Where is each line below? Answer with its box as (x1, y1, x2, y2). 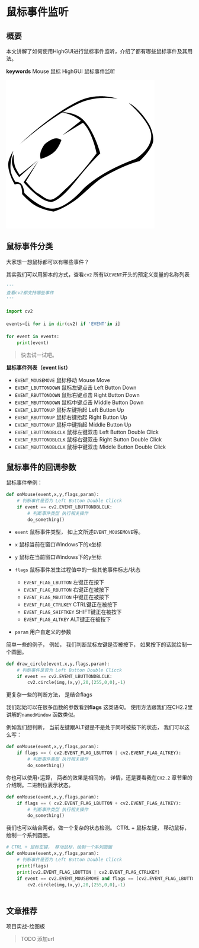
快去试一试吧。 (20, 351, 57, 358)
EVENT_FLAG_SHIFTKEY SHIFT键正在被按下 (23, 608, 123, 615)
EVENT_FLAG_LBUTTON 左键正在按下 (23, 578, 105, 586)
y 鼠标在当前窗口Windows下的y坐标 (14, 553, 102, 561)
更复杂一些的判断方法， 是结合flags (6, 691, 93, 698)
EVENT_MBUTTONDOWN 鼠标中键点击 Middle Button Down (14, 399, 144, 406)
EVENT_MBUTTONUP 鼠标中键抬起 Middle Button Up (14, 421, 131, 428)
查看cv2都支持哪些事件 (6, 290, 54, 295)
